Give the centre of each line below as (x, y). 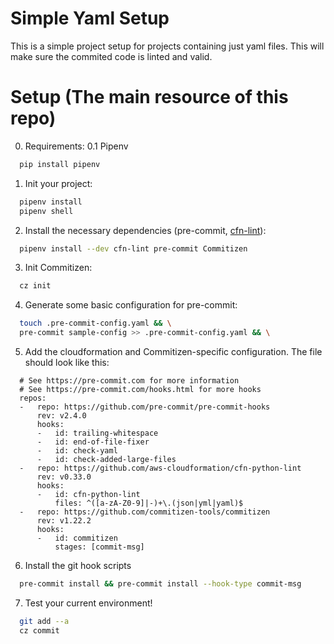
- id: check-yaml (77, 451)
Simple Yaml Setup (90, 18)
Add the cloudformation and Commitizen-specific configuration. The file (173, 351)
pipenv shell (46, 211)
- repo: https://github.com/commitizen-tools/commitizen (145, 512)
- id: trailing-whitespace (97, 433)
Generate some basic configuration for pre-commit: (131, 305)
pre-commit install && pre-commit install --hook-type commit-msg (160, 584)
